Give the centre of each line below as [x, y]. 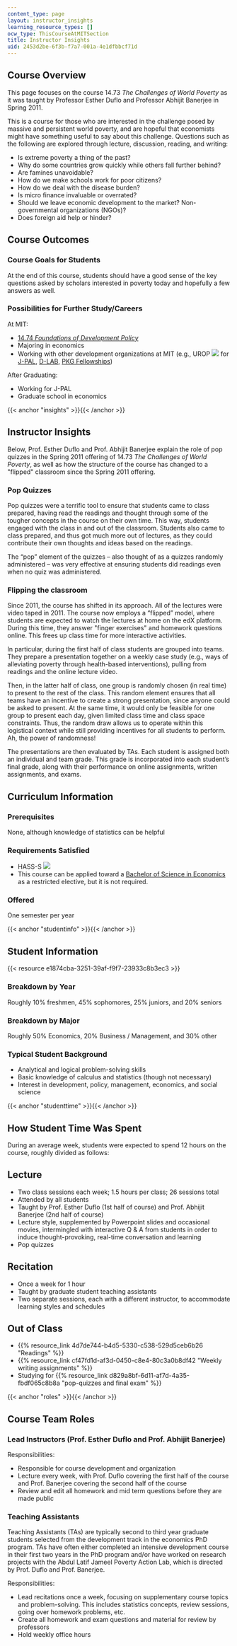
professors [33, 1627]
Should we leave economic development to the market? [99, 202]
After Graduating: [33, 375]
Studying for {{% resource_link [63, 1376]
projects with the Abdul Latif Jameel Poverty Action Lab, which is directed [115, 1562]
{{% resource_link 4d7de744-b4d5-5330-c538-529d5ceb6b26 [110, 1345]
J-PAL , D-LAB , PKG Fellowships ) [65, 361]
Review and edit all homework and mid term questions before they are [120, 1491]
